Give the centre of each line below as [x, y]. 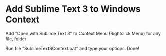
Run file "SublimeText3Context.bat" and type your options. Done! [72, 48]
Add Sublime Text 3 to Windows [73, 9]
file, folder [16, 39]
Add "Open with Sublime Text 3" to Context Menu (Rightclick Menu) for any [83, 33]
